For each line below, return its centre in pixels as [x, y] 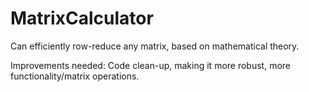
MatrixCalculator [82, 18]
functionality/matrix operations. [75, 76]
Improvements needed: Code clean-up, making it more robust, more [151, 65]
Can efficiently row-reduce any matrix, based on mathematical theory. [155, 46]
